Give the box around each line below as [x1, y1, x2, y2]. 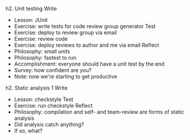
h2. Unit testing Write [5, 5, 57, 12]
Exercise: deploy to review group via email [14, 29, 117, 36]
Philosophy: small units [14, 48, 70, 55]
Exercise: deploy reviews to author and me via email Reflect [14, 41, 159, 48]
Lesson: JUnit [14, 17, 48, 23]
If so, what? [14, 127, 42, 134]
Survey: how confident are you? [14, 67, 92, 73]
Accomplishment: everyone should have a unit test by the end [14, 60, 165, 67]
